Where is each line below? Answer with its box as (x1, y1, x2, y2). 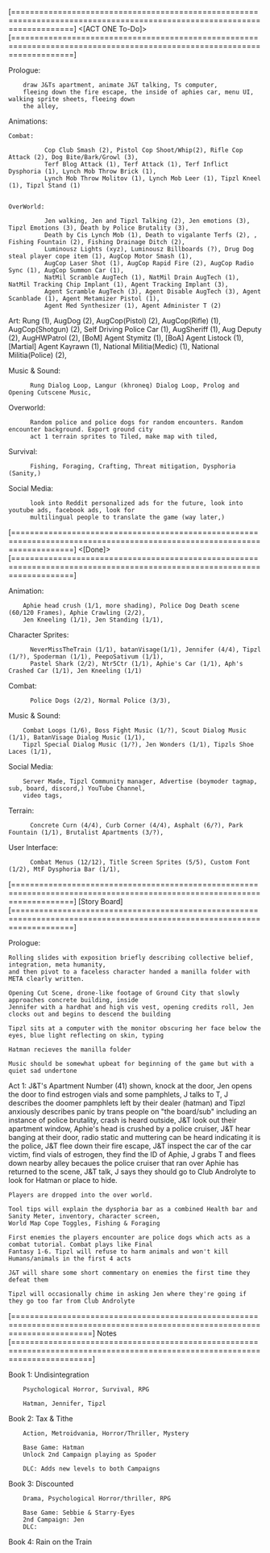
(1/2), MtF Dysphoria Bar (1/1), (8, 865, 121, 873)
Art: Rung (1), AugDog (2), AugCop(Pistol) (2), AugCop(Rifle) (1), (8, 316, 222, 326)
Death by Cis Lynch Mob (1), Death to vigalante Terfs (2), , (44, 231, 258, 239)
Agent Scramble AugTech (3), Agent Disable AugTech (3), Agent (44, 288, 262, 296)
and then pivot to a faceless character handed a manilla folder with (8, 968, 251, 976)
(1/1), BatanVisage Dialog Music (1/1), (8, 734, 147, 742)
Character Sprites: (8, 630, 69, 639)
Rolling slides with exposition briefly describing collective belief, (8, 953, 254, 962)
